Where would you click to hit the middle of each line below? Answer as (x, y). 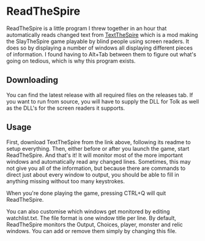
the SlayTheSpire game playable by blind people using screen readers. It (98, 41)
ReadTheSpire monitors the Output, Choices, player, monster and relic (95, 224)
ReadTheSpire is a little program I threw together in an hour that (87, 28)
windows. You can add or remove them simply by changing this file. (91, 231)
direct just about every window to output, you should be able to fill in (93, 174)
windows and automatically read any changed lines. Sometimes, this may (99, 161)
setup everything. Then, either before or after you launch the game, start (98, 148)
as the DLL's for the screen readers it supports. (66, 108)
